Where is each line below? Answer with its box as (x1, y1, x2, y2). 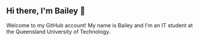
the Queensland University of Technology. (6, 28, 111, 35)
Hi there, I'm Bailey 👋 (6, 6, 85, 16)
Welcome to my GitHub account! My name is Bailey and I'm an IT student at (6, 21, 194, 29)
